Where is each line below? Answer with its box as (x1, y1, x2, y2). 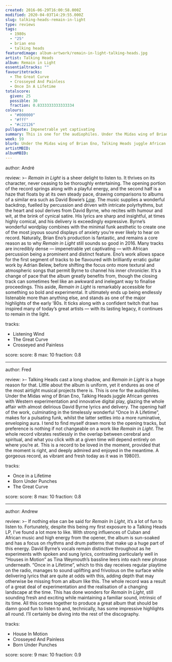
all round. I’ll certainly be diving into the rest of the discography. (5, 611, 140, 617)
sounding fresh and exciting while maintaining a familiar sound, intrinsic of (5, 594, 162, 600)
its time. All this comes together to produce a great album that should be (5, 600, 158, 606)
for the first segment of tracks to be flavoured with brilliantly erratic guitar (5, 256, 161, 262)
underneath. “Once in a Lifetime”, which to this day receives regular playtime (5, 561, 167, 568)
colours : (5, 108, 24, 113)
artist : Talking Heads (5, 55, 54, 61)
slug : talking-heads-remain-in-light (5, 17, 86, 22)
